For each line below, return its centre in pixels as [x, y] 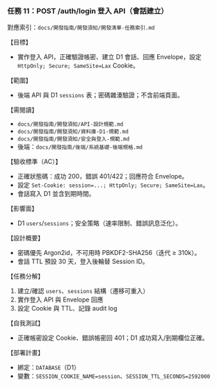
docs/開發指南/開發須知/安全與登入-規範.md [73, 139]
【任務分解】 [25, 277]
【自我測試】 [25, 323]
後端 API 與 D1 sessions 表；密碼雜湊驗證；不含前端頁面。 [100, 95]
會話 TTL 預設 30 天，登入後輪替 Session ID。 [83, 261]
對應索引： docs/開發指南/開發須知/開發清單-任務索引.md [81, 27]
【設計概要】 [25, 238]
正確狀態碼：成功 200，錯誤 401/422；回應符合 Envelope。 [103, 176]
